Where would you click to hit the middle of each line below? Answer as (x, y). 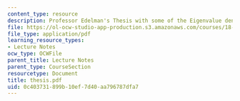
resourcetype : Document (43, 73)
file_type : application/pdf (49, 34)
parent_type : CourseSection (49, 67)
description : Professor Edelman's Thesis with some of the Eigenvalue (115, 21)
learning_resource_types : (46, 41)
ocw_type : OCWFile (35, 54)
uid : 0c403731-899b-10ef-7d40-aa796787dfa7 (73, 87)
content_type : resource (43, 14)
